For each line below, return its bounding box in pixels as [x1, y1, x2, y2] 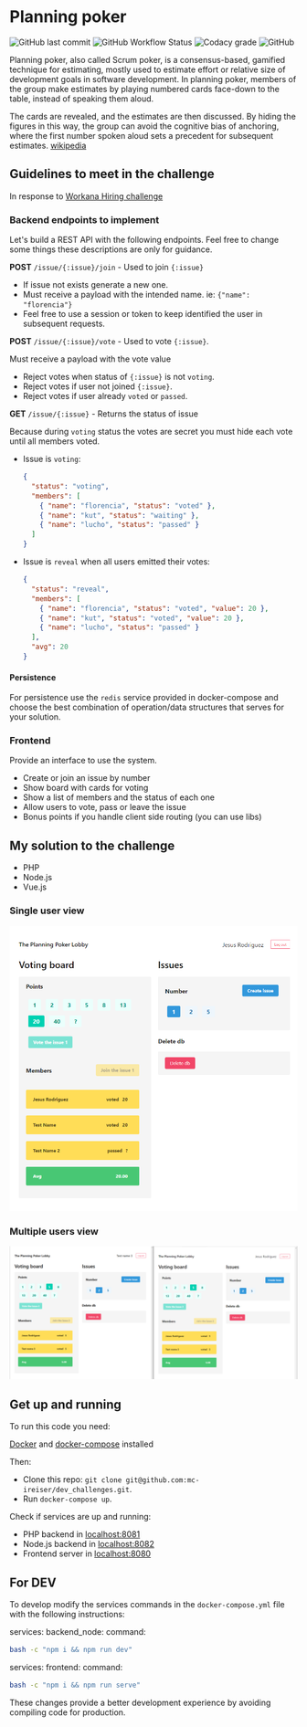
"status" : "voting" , [31, 481, 110, 490]
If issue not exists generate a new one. [22, 279, 169, 290]
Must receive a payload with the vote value [9, 353, 172, 364]
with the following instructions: [9, 1609, 125, 1620]
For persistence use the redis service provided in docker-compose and [9, 692, 279, 703]
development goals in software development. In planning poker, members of [9, 73, 297, 84]
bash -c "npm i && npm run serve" [9, 1680, 142, 1690]
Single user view [9, 904, 85, 917]
